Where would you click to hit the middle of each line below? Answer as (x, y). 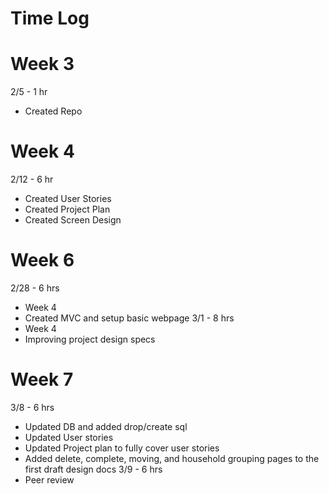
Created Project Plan (67, 209)
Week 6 (42, 260)
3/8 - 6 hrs (32, 407)
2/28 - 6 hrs (35, 288)
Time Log (50, 18)
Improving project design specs (90, 339)
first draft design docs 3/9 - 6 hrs (93, 469)
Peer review (49, 479)
